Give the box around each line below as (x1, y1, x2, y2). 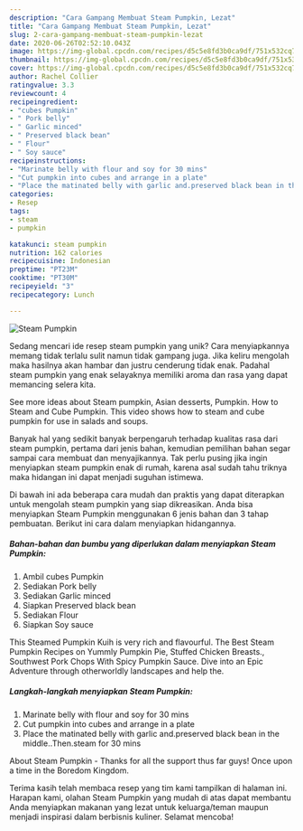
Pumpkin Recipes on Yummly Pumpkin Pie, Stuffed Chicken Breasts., (9, 646, 265, 656)
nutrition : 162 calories (9, 248, 103, 258)
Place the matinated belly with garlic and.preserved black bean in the (22, 728, 280, 739)
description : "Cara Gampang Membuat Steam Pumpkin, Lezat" (9, 13, 236, 23)
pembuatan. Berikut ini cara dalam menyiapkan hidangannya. (9, 517, 236, 529)
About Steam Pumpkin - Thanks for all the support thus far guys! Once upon (9, 755, 293, 766)
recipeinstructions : (9, 156, 87, 165)
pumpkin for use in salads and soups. (9, 415, 149, 426)
